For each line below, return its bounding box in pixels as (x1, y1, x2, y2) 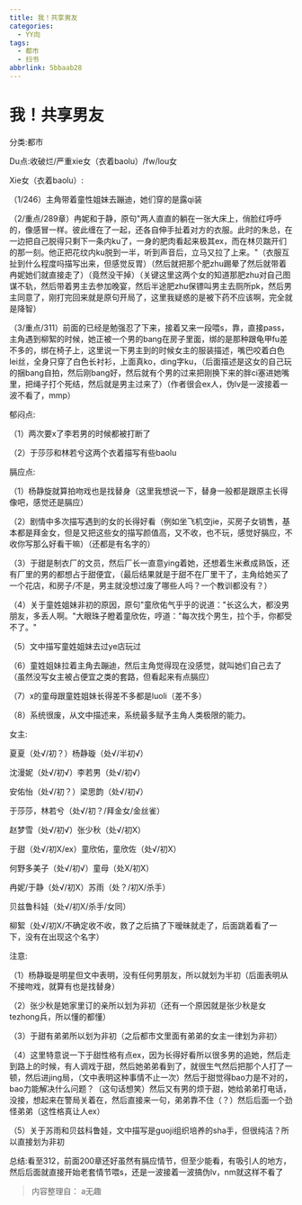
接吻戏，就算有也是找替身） (16, 981, 120, 992)
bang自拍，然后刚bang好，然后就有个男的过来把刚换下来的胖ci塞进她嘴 (24, 367, 290, 378)
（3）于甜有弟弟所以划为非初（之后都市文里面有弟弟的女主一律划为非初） (9, 1030, 282, 1041)
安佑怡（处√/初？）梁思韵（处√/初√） (9, 785, 148, 797)
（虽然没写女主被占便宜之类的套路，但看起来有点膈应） (9, 671, 214, 682)
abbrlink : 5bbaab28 (9, 64, 83, 73)
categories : (9, 22, 54, 31)
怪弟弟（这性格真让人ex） (9, 1105, 105, 1117)
